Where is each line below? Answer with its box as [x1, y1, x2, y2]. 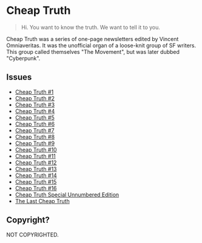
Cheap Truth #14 [15, 172, 58, 179]
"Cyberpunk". [6, 54, 41, 62]
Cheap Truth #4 [15, 107, 55, 115]
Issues [6, 72, 32, 82]
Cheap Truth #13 [15, 165, 57, 172]
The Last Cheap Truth [15, 197, 70, 204]
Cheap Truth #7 [15, 126, 55, 134]
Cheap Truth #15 [15, 178, 57, 185]
